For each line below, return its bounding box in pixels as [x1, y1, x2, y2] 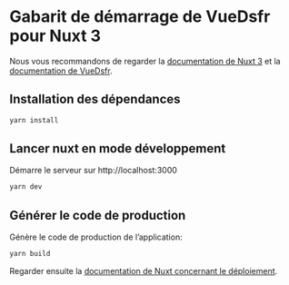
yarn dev [9, 182, 43, 192]
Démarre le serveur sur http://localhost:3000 [9, 165, 177, 176]
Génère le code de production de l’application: [9, 231, 184, 242]
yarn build [9, 250, 51, 259]
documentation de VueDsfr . [9, 65, 113, 76]
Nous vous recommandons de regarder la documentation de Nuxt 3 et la [9, 55, 281, 66]
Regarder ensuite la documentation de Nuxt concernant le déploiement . [9, 266, 278, 276]
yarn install [9, 115, 59, 124]
